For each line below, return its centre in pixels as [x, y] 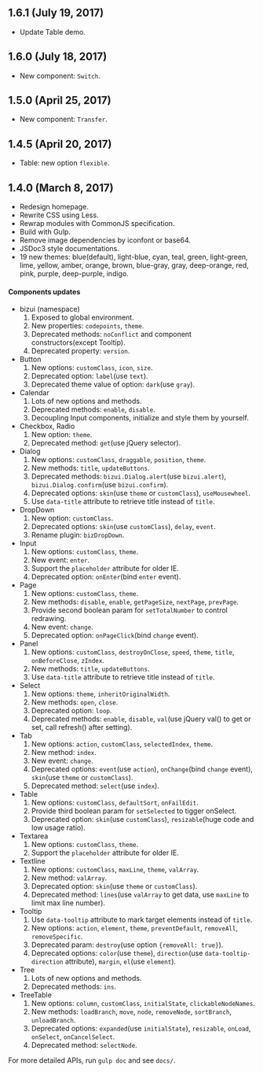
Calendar [34, 393]
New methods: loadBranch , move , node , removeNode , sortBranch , [131, 1012]
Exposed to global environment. [83, 317]
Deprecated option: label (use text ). [89, 376]
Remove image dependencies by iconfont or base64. [105, 240]
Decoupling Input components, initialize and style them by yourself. [140, 418]
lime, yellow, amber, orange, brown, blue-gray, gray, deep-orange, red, [134, 265]
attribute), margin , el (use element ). [121, 962]
